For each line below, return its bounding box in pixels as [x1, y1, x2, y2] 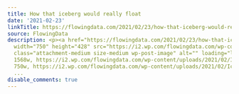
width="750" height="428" [14, 43, 91, 50]
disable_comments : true [7, 76, 78, 83]
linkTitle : [7, 23, 40, 30]
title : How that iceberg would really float [7, 10, 142, 18]
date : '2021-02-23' [7, 17, 65, 24]
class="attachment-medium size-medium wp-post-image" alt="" [14, 50, 199, 57]
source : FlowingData [7, 30, 69, 37]
